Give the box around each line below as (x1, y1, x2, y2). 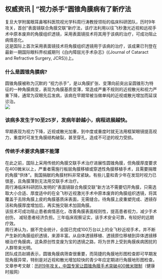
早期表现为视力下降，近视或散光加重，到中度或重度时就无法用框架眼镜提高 (5, 128, 153, 135)
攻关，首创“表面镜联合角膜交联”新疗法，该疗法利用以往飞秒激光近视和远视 (5, 25, 153, 31)
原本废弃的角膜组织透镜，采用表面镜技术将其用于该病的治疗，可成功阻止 (13, 31, 157, 37)
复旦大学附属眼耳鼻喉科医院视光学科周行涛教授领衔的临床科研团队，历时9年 (5, 19, 156, 25)
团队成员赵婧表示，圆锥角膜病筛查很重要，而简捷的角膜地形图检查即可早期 (5, 250, 153, 256)
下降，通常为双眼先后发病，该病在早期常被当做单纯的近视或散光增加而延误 (9, 93, 157, 98)
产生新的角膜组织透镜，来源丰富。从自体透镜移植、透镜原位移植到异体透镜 (5, 232, 153, 238)
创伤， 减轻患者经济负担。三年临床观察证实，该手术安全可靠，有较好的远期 (5, 214, 154, 220)
